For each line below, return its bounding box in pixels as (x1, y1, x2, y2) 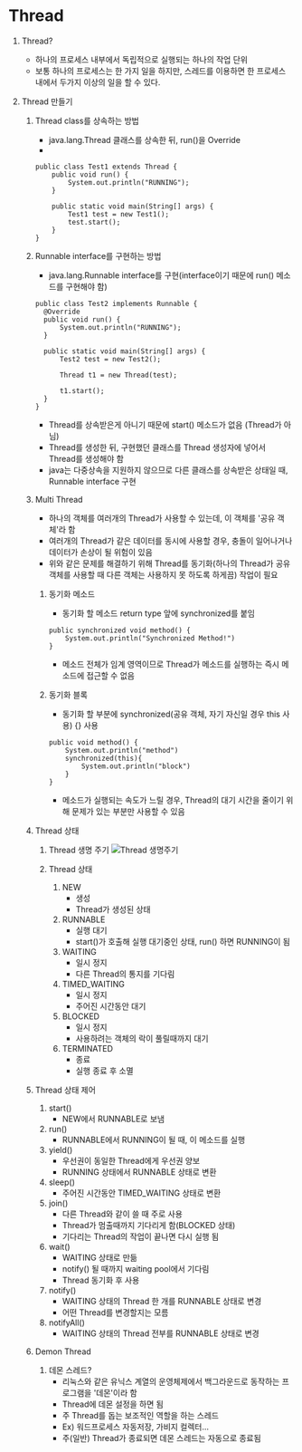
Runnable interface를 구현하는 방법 (34, 250, 162, 261)
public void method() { (48, 737, 138, 747)
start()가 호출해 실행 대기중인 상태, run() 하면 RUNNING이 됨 (75, 936, 291, 947)
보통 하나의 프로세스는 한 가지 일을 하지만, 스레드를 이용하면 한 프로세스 (34, 65, 287, 76)
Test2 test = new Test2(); (59, 354, 162, 363)
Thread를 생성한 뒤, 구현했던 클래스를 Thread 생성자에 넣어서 (48, 441, 266, 453)
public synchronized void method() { (48, 626, 191, 635)
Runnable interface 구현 (48, 476, 137, 486)
